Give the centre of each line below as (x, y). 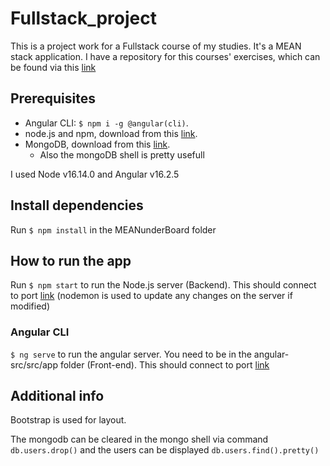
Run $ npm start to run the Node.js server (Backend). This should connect (163, 285)
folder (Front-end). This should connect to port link (164, 364)
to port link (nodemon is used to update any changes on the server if (151, 296)
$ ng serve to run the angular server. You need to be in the (131, 354)
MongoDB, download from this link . (97, 144)
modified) (30, 306)
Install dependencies (77, 205)
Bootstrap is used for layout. (68, 420)
